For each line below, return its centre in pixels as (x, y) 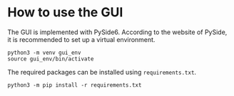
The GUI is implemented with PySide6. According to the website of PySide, (117, 32)
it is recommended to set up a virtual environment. (81, 39)
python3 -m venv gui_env (44, 53)
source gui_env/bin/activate (51, 59)
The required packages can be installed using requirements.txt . (102, 72)
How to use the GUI (65, 12)
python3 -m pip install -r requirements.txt (75, 85)
